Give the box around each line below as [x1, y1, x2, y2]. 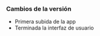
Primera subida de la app [14, 18, 76, 25]
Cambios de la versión [6, 5, 72, 13]
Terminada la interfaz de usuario [14, 24, 94, 31]
